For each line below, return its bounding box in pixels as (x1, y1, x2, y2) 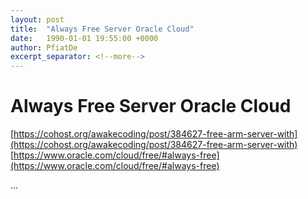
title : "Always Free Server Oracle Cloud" (10, 24, 195, 34)
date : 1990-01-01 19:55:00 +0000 (10, 33, 159, 43)
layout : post (10, 14, 65, 25)
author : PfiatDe (10, 42, 78, 53)
